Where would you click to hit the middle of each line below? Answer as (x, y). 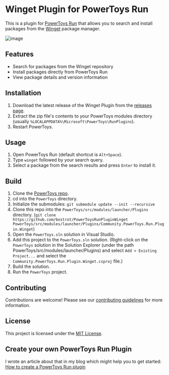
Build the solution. (31, 266)
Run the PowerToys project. (40, 272)
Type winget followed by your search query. (58, 160)
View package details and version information (60, 77)
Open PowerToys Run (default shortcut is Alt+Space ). (67, 154)
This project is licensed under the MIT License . (54, 333)
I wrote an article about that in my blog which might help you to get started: (83, 361)
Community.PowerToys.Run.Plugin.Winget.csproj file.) (67, 261)
